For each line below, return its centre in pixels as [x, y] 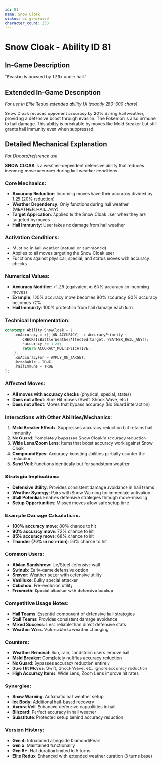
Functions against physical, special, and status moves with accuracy [81, 258]
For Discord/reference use [31, 156]
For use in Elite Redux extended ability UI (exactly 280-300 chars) [71, 104]
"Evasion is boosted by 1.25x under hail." [46, 77]
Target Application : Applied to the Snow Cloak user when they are [79, 214]
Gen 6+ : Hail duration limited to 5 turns [51, 751]
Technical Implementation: [37, 320]
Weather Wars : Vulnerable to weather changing [60, 629]
